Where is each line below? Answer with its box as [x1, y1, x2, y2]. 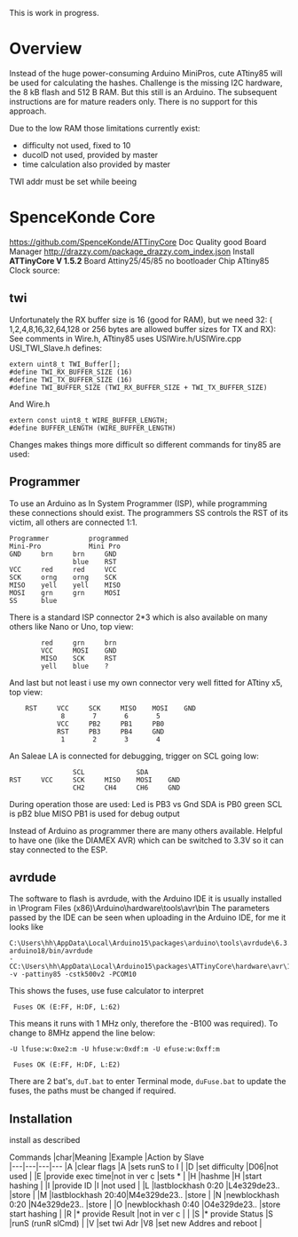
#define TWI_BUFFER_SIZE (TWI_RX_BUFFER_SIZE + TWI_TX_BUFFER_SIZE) [9, 383, 268, 392]
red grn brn [41, 638, 117, 647]
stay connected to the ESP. [9, 844, 108, 855]
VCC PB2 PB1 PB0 [56, 719, 165, 728]
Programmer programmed [9, 534, 129, 543]
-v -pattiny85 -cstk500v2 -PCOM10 [9, 970, 137, 979]
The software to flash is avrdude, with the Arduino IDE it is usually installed [9, 893, 282, 904]
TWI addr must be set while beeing [9, 176, 137, 186]
